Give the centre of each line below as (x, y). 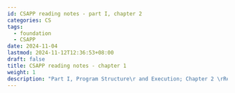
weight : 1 (22, 72)
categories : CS (29, 20)
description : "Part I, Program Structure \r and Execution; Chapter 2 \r (115, 79)
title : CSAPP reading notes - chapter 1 (67, 66)
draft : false (26, 59)
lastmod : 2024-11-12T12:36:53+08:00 (60, 53)
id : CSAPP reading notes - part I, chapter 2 (74, 14)
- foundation (33, 33)
